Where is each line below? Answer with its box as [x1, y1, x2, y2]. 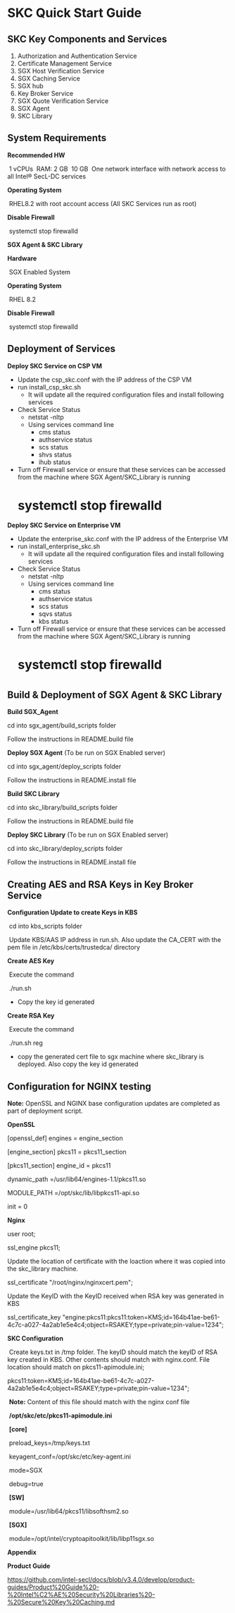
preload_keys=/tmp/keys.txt [8, 1438, 90, 1447]
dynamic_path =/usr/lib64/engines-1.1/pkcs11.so [7, 1175, 146, 1183]
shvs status [38, 450, 72, 459]
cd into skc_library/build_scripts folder [7, 803, 118, 812]
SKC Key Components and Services [7, 33, 167, 45]
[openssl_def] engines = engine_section [7, 1134, 123, 1142]
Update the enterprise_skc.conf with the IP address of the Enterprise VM [17, 534, 229, 543]
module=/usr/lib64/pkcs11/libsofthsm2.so [8, 1506, 129, 1515]
